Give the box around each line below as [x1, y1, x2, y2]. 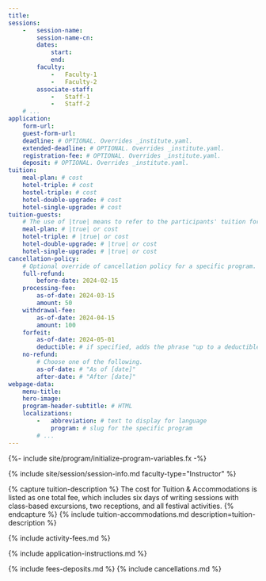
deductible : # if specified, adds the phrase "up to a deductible [36, 343, 260, 351]
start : [50, 48, 73, 56]
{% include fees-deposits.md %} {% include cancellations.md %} [8, 564, 222, 573]
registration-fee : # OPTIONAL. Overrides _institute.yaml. [22, 151, 222, 159]
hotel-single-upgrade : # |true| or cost [22, 247, 158, 255]
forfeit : [22, 328, 51, 337]
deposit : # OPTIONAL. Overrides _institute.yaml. [22, 159, 190, 167]
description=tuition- [190, 509, 256, 519]
